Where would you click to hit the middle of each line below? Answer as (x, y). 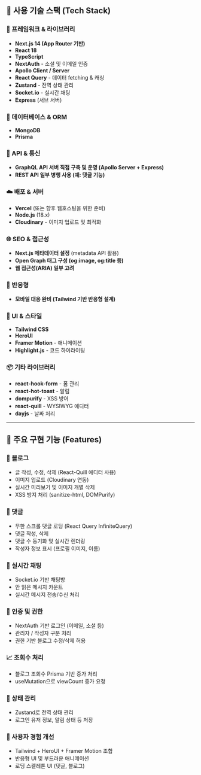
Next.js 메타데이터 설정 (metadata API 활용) (67, 253)
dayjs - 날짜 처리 (35, 413)
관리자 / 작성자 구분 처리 (43, 633)
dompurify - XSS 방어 (42, 398)
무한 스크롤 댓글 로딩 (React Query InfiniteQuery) (74, 526)
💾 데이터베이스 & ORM (37, 117)
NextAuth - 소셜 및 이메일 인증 (51, 63)
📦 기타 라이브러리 (31, 367)
